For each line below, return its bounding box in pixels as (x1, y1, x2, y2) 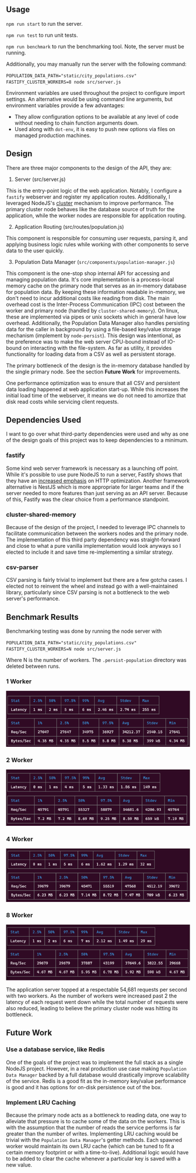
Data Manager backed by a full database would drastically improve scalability (6, 1071, 190, 1078)
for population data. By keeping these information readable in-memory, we (6, 288, 185, 295)
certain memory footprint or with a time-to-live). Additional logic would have (6, 1148, 189, 1155)
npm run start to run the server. (6, 20, 83, 27)
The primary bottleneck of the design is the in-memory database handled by (6, 362, 190, 369)
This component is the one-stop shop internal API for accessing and (6, 269, 170, 277)
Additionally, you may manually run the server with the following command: (6, 60, 187, 67)
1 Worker (6, 677, 32, 685)
